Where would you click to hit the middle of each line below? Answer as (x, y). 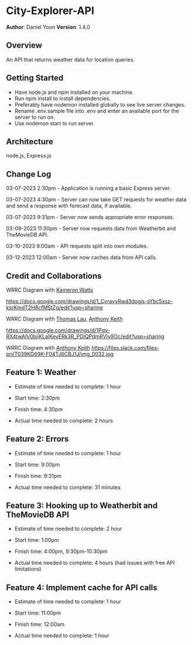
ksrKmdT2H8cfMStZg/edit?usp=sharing (54, 308)
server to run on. (35, 117)
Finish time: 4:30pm (39, 409)
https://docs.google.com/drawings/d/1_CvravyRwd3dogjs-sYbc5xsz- (90, 301)
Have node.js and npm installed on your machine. (74, 92)
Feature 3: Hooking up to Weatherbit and (82, 506)
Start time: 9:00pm (37, 465)
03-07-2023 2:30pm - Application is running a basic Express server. (89, 188)
